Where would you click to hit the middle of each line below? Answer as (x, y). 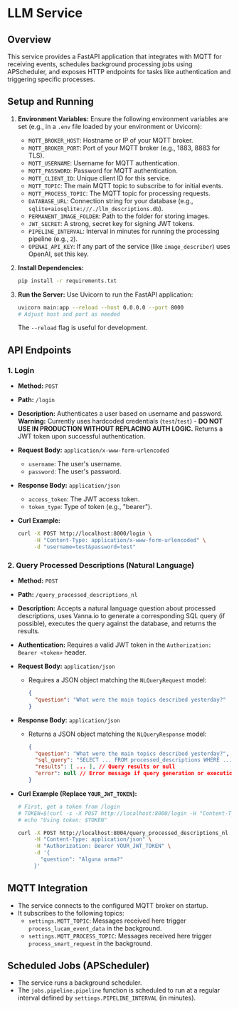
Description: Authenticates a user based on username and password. (120, 414)
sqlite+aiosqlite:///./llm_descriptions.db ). (96, 208)
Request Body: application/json (66, 666)
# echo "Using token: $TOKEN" (63, 820)
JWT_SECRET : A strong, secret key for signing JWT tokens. (111, 223)
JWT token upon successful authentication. (81, 436)
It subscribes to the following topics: (71, 913)
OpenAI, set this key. (58, 254)
